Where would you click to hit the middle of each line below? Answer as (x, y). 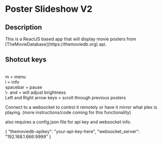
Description (23, 27)
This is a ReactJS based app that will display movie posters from (71, 39)
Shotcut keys (26, 60)
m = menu (16, 77)
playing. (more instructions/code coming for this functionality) (68, 112)
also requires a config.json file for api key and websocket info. (68, 122)
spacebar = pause (24, 87)
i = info (12, 82)
